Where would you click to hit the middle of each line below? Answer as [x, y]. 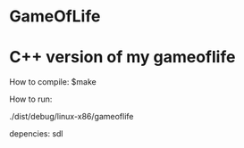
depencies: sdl [37, 134]
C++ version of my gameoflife [122, 58]
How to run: [31, 99]
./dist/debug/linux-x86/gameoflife [72, 117]
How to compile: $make [53, 82]
